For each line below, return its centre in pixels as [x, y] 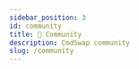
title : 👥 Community [46, 34]
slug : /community [42, 51]
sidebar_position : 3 [48, 17]
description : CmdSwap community [69, 43]
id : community [36, 26]
